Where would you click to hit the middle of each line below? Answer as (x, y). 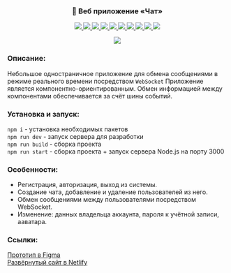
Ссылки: (23, 240)
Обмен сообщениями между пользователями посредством (107, 200)
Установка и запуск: (44, 114)
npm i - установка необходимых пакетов (68, 129)
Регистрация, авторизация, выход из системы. (87, 185)
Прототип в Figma (34, 255)
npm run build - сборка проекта (54, 144)
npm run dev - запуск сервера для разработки (76, 136)
